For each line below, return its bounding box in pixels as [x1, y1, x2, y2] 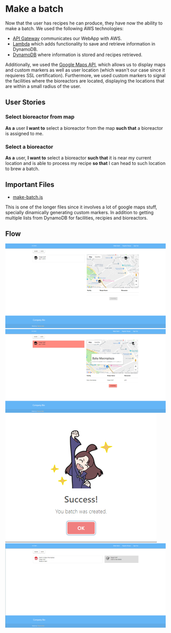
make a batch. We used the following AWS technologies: [5, 25, 124, 31]
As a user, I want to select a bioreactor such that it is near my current [5, 154, 152, 161]
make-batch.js [12, 194, 43, 200]
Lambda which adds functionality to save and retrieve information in [12, 40, 156, 46]
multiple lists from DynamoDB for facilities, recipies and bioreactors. [5, 215, 148, 221]
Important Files [5, 180, 54, 189]
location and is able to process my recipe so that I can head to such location [5, 160, 166, 166]
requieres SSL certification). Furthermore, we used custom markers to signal [5, 72, 166, 78]
